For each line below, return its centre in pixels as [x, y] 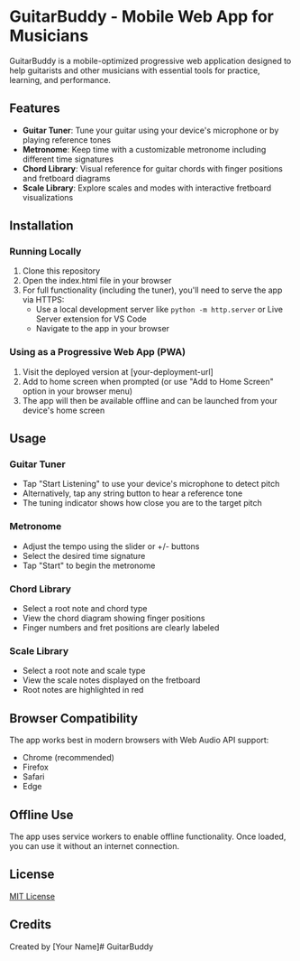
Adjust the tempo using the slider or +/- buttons [111, 546]
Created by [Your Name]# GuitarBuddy [82, 947]
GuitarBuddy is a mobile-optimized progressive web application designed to [150, 61]
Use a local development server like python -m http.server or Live [159, 310]
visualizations [48, 197]
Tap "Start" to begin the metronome [89, 565]
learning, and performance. [60, 79]
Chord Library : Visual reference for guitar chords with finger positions [153, 168]
